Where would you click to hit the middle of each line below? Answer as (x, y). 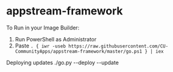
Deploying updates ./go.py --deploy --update (63, 62)
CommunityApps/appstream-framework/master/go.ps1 (79, 51)
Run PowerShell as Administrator (56, 39)
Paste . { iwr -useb (40, 46)
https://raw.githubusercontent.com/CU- (118, 46)
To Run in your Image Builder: (43, 28)
